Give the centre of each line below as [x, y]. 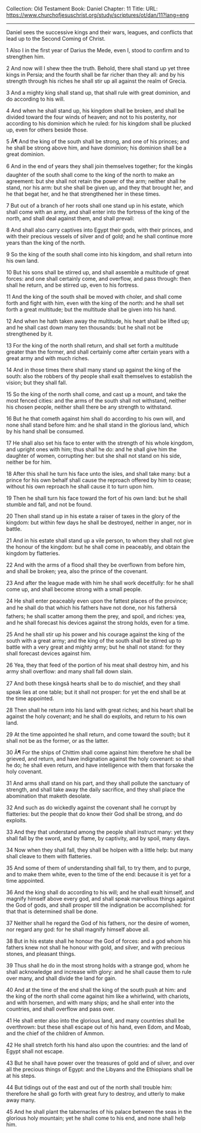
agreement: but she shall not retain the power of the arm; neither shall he [96, 181]
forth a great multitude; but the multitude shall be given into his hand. [91, 309]
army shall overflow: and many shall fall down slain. [70, 671]
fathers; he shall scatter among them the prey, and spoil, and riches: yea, [96, 616]
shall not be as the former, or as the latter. [58, 741]
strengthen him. [26, 57]
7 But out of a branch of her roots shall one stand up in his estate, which [95, 206]
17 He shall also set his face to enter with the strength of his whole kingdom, [100, 443]
